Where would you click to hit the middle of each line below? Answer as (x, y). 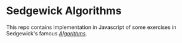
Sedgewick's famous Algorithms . (47, 33)
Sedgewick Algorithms (64, 11)
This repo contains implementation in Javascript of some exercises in (92, 27)
